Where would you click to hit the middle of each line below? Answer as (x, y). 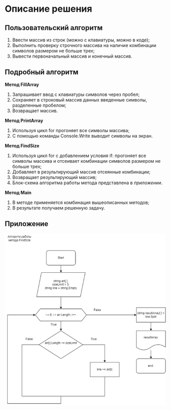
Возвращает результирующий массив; (54, 177)
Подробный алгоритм (42, 72)
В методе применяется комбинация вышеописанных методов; (81, 202)
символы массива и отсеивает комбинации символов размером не (86, 161)
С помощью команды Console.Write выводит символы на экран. (82, 136)
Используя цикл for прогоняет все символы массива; (71, 130)
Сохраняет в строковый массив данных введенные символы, (80, 99)
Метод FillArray (22, 84)
